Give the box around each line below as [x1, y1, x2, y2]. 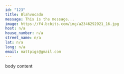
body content [5, 63, 33, 69]
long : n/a [5, 44, 26, 49]
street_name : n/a [5, 35, 41, 40]
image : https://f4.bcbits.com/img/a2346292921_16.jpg [5, 21, 120, 26]
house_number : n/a [5, 30, 43, 35]
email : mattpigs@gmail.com [5, 49, 61, 54]
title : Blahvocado [5, 12, 43, 17]
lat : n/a [5, 40, 23, 45]
